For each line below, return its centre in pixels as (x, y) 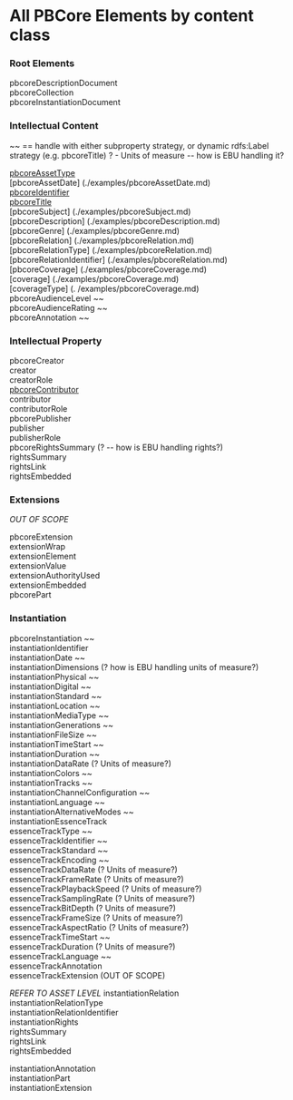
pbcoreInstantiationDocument (65, 102)
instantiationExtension (51, 1087)
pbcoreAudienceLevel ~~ (57, 298)
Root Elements (42, 63)
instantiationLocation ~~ (55, 706)
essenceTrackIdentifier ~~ (59, 841)
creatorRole (31, 380)
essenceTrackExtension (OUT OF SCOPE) (88, 975)
